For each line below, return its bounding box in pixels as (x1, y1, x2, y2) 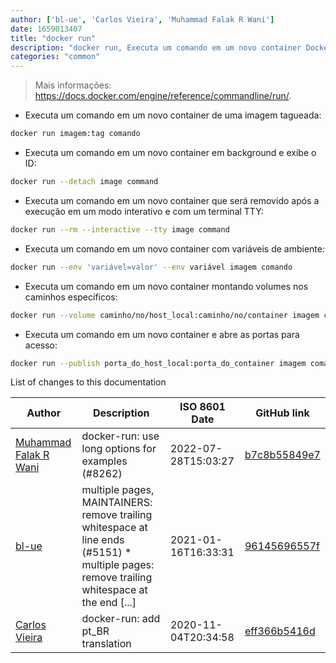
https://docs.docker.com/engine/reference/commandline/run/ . (34, 90, 292, 102)
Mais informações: (34, 79, 112, 91)
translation (81, 637, 132, 651)
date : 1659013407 (10, 24, 83, 34)
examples (81, 454, 128, 468)
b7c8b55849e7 (244, 448, 321, 462)
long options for (81, 442, 157, 456)
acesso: (24, 339, 58, 351)
